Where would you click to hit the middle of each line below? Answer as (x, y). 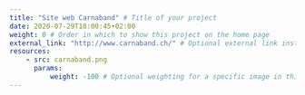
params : (48, 69)
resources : (30, 52)
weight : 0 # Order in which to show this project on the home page (140, 34)
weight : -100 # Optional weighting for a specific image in (166, 77)
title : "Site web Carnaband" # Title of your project (113, 18)
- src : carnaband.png (66, 60)
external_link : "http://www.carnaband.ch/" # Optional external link (144, 43)
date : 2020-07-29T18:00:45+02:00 (73, 26)
